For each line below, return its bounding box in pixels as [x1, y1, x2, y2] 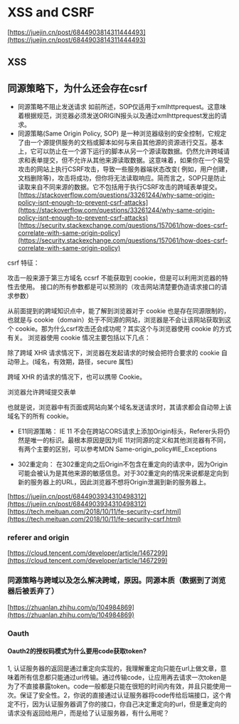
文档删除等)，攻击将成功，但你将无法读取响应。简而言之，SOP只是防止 [17, 174, 226, 183]
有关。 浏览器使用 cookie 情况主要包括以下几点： [7, 333, 151, 342]
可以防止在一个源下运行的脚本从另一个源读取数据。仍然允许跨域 [36, 147, 224, 155]
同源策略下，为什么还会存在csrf [7, 82, 148, 94]
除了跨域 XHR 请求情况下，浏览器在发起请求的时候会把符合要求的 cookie [7, 349, 220, 357]
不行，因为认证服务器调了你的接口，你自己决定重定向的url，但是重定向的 [13, 700, 228, 708]
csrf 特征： [7, 258, 40, 267]
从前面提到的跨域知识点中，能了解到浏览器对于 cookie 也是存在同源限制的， [7, 307, 230, 315]
